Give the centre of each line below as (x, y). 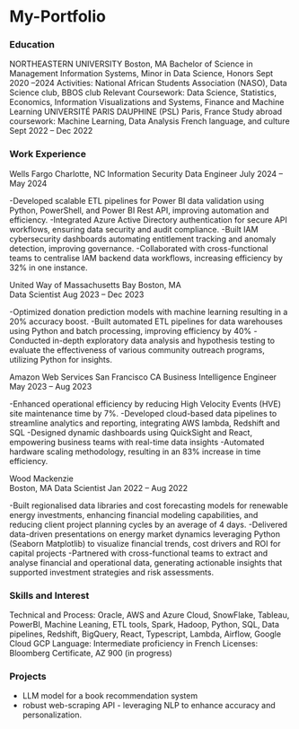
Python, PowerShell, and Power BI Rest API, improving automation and (139, 210)
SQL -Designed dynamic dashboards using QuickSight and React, (131, 432)
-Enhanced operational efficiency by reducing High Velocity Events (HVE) (145, 404)
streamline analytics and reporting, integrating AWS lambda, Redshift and (145, 423)
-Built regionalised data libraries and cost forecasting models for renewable (149, 505)
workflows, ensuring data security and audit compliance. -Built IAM (134, 229)
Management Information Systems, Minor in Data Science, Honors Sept (141, 74)
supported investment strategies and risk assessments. (111, 572)
